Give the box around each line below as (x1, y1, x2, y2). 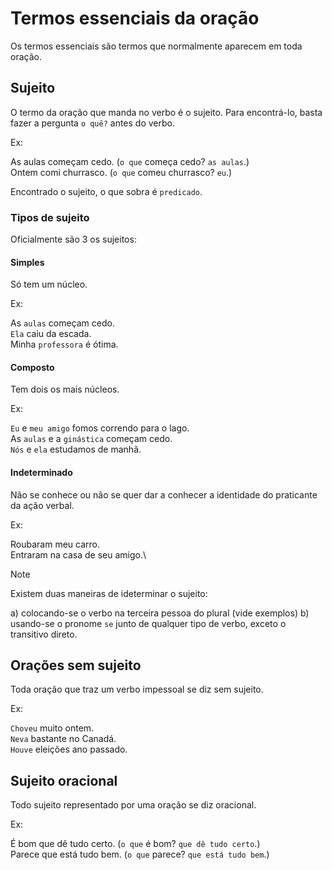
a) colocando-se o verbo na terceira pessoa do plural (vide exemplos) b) (10, 607, 310, 619)
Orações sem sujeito (10, 657, 142, 674)
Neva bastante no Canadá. (10, 733, 117, 745)
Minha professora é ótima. (10, 338, 119, 351)
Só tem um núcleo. (10, 278, 88, 291)
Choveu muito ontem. (10, 722, 95, 734)
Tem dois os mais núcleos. (10, 383, 120, 396)
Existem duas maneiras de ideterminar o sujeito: (10, 587, 208, 599)
